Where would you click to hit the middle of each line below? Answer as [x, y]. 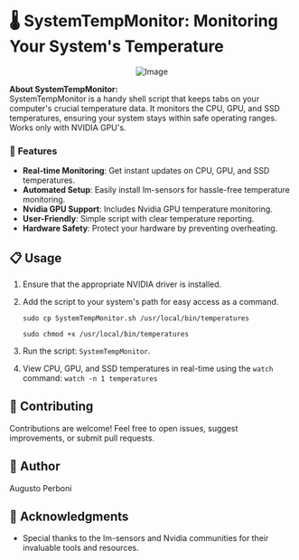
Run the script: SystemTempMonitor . [86, 351]
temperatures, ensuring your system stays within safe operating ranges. [143, 118]
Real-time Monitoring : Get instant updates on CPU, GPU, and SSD [146, 171]
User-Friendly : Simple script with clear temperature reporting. [138, 219]
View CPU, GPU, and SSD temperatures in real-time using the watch [148, 369]
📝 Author [35, 466]
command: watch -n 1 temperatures [90, 378]
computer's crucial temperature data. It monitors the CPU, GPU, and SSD [145, 108]
